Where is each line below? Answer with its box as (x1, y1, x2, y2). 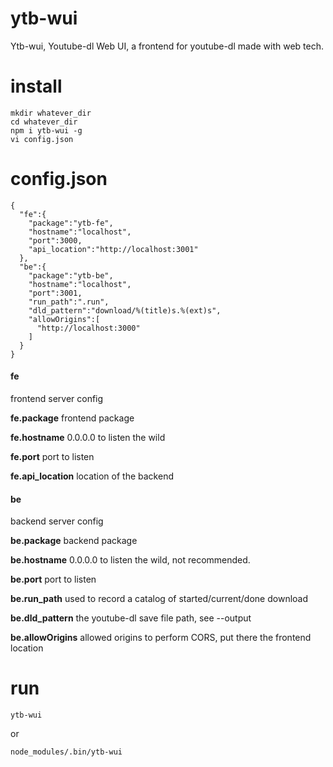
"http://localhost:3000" (36, 323, 141, 333)
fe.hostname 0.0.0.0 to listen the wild (10, 432, 166, 444)
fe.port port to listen (10, 451, 95, 463)
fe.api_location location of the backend (10, 470, 174, 482)
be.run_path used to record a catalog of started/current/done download (10, 593, 309, 605)
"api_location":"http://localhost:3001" (28, 244, 199, 254)
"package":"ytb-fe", (28, 218, 114, 228)
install (10, 75, 63, 98)
